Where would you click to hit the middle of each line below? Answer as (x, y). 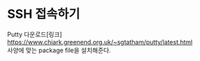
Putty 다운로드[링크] (35, 34)
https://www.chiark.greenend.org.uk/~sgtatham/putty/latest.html (100, 42)
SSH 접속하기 (44, 14)
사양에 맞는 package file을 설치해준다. (59, 50)
